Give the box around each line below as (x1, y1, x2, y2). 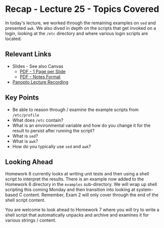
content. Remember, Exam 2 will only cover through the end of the (23, 192, 159, 198)
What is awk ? (12, 138, 38, 144)
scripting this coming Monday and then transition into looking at (5, 187, 135, 193)
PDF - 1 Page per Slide (19, 68, 66, 74)
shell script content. (5, 197, 46, 203)
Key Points (5, 93, 39, 102)
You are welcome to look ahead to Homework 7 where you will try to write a (5, 207, 160, 213)
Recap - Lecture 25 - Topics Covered (5, 3, 160, 15)
